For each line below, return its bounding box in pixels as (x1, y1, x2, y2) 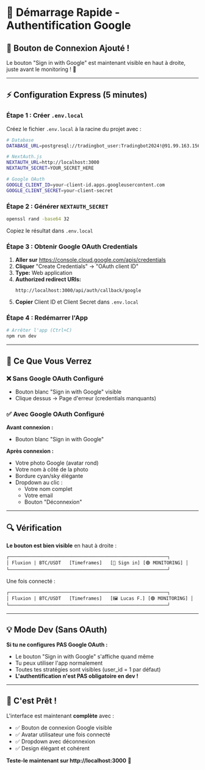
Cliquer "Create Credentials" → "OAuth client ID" (15, 263, 139, 270)
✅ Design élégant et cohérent (15, 744, 90, 752)
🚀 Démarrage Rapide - (6, 6, 120, 20)
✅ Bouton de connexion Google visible (15, 723, 113, 731)
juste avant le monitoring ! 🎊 (6, 65, 77, 73)
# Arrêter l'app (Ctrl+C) (6, 327, 72, 334)
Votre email (24, 492, 53, 499)
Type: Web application (15, 269, 73, 277)
